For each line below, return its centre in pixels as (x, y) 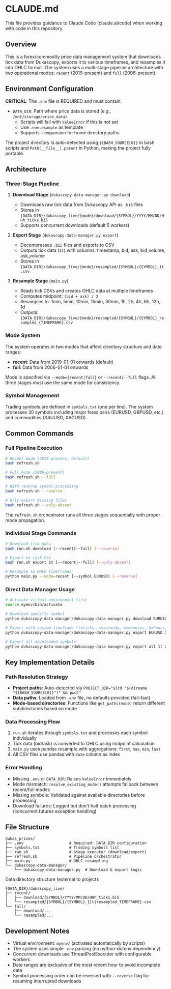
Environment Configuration (49, 89)
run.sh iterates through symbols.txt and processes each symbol (80, 733)
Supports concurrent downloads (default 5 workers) (75, 225)
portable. (15, 153)
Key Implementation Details (50, 662)
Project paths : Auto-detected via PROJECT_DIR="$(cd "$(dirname (80, 688)
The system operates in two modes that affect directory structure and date (83, 346)
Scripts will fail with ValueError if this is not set (69, 122)
